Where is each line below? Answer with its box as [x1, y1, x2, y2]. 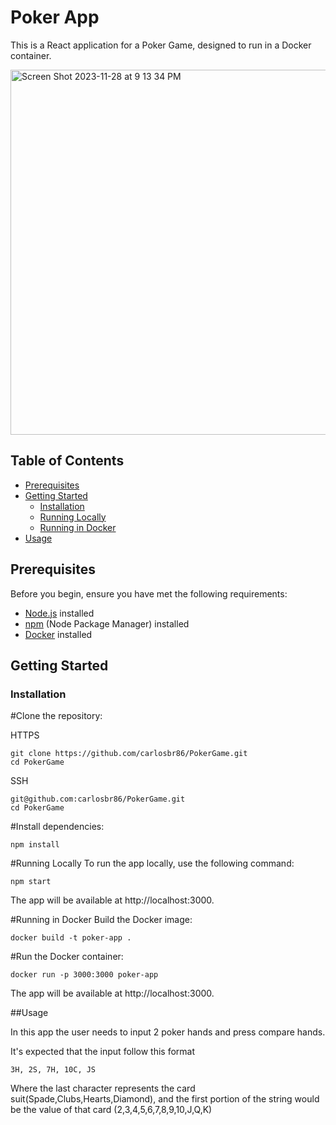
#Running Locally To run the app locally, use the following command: [10, 857, 295, 870]
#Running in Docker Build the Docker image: [10, 914, 193, 926]
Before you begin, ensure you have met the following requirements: [10, 587, 288, 600]
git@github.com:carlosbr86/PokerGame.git [10, 794, 186, 805]
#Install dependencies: [10, 821, 105, 833]
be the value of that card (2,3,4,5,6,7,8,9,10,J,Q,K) [10, 1104, 213, 1116]
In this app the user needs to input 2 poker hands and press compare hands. [10, 1026, 326, 1038]
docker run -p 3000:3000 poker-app [10, 970, 159, 980]
